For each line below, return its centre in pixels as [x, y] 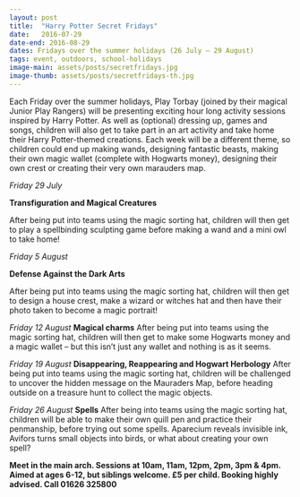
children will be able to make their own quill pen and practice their [131, 419]
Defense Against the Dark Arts [67, 273]
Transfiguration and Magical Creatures [83, 202]
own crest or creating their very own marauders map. [107, 167]
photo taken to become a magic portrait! [84, 310]
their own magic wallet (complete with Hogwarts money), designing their [143, 159]
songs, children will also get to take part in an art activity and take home [142, 130]
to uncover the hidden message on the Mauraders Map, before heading [141, 382]
